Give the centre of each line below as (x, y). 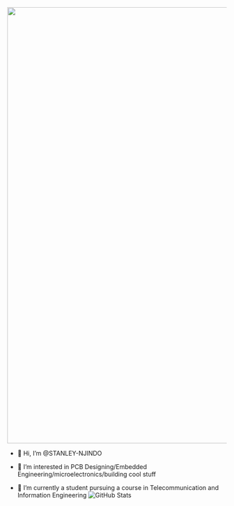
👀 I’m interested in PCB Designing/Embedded (82, 467)
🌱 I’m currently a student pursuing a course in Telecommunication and (118, 488)
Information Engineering (52, 495)
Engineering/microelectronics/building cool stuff (87, 474)
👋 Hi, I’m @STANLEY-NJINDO (60, 453)
